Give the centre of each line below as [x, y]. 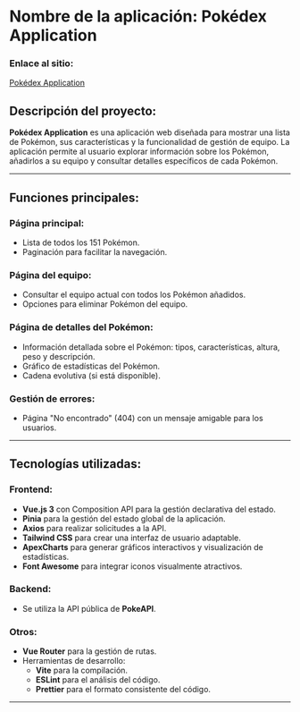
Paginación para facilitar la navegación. [95, 251]
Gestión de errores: [52, 398]
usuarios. [39, 428]
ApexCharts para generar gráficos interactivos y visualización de [142, 547]
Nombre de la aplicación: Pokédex [138, 17]
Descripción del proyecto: [83, 110]
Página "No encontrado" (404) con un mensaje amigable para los [142, 418]
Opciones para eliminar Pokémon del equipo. [105, 304]
